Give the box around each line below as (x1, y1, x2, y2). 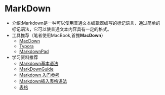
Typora (19, 43, 34, 49)
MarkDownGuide (19, 66, 54, 72)
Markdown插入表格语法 (19, 78, 67, 84)
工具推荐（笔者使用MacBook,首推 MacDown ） (11, 32, 106, 38)
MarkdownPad (19, 48, 49, 54)
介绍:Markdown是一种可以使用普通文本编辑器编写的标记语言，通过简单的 (11, 20, 161, 26)
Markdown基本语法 (19, 60, 59, 66)
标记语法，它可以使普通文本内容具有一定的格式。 (11, 26, 112, 32)
